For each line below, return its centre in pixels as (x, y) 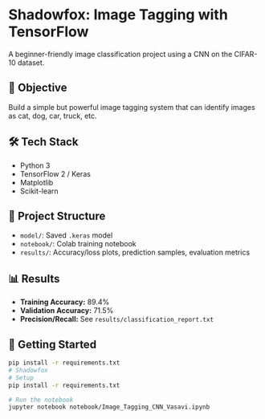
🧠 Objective (38, 88)
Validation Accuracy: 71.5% (67, 311)
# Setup (21, 378)
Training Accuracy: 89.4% (65, 302)
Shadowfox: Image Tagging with (118, 15)
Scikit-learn (39, 191)
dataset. (31, 63)
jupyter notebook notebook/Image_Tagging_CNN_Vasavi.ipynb (109, 407)
